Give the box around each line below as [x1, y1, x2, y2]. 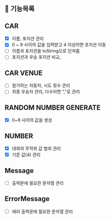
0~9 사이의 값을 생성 [11, 117, 53, 123]
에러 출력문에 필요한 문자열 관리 [11, 208, 73, 214]
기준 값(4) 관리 [11, 152, 41, 158]
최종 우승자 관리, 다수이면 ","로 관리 [11, 88, 80, 95]
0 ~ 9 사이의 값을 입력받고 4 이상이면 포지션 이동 [11, 42, 106, 48]
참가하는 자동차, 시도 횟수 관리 [11, 83, 70, 88]
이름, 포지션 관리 [11, 36, 44, 42]
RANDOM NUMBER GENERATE [4, 103, 101, 112]
